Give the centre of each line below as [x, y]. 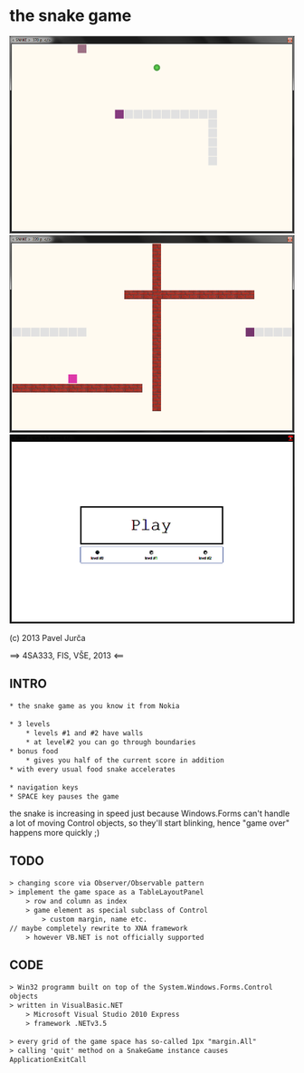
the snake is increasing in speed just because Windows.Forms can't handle [150, 813]
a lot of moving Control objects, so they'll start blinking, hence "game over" [149, 823]
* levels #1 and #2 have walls [85, 733]
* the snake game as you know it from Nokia [95, 706]
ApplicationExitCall [48, 1059]
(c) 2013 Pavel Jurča [47, 638]
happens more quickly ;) [55, 832]
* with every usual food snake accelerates [93, 769]
